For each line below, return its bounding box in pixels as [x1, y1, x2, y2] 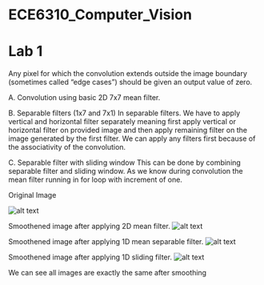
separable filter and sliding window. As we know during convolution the [8, 167, 244, 176]
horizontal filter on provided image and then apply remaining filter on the [8, 126, 248, 135]
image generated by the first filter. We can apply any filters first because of [8, 134, 256, 143]
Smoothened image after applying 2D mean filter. [8, 222, 170, 231]
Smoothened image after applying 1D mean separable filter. [8, 237, 204, 247]
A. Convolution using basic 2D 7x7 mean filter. [8, 93, 161, 102]
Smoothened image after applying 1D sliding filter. [8, 252, 172, 262]
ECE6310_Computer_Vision [8, 6, 192, 24]
